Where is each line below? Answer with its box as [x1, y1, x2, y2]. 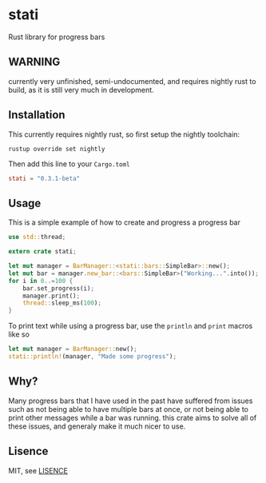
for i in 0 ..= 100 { [8, 277, 73, 285]
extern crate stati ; [8, 248, 77, 256]
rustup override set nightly [8, 145, 105, 153]
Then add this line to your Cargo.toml [8, 158, 130, 169]
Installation [8, 108, 66, 122]
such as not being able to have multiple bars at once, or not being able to [8, 404, 249, 413]
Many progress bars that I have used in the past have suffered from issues [8, 396, 253, 405]
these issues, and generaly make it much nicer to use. [8, 421, 186, 431]
